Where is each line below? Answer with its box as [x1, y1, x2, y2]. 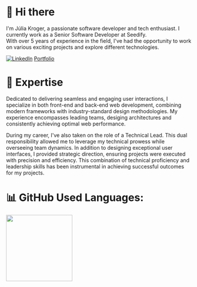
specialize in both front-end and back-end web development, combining [6, 101, 182, 108]
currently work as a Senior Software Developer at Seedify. [6, 31, 147, 38]
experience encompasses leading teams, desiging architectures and [6, 114, 172, 121]
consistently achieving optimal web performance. [6, 120, 126, 127]
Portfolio [34, 55, 55, 62]
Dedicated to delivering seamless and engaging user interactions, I [6, 95, 168, 102]
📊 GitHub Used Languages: [6, 191, 144, 204]
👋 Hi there [6, 5, 55, 19]
